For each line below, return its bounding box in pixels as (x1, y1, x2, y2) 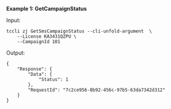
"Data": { (28, 71, 52, 77)
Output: (6, 49, 25, 56)
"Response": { (17, 66, 52, 72)
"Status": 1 (38, 77, 69, 83)
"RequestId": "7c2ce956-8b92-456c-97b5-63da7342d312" (28, 87, 166, 93)
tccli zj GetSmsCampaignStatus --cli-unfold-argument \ (6, 28, 152, 34)
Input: (6, 17, 21, 23)
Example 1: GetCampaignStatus (6, 5, 87, 12)
